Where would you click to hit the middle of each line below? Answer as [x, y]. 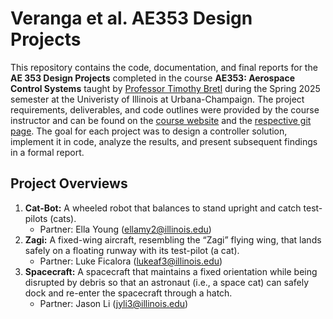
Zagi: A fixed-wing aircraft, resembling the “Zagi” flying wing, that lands [173, 239]
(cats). [63, 218]
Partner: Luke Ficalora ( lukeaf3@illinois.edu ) [131, 261]
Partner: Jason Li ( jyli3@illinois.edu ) [114, 303]
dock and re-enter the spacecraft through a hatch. [128, 293]
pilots [36, 218]
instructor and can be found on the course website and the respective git [161, 120]
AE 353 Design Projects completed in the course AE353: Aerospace [153, 78]
